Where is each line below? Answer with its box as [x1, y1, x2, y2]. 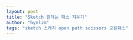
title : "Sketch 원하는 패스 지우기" [6, 14, 88, 20]
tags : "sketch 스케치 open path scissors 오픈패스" [6, 25, 129, 31]
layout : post [6, 8, 39, 15]
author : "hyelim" [6, 19, 50, 25]
